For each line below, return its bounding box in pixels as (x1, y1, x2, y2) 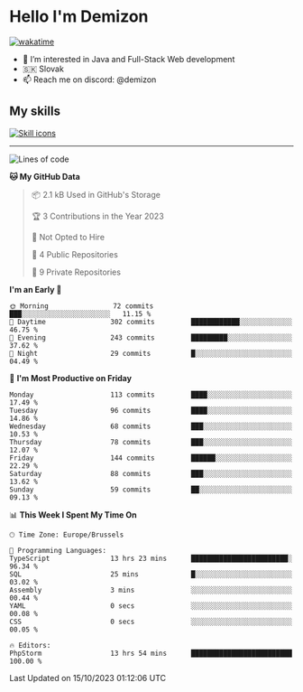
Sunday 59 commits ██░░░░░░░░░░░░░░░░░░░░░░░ (9, 485, 293, 494)
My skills (9, 104, 61, 119)
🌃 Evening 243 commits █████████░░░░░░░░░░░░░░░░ (9, 332, 293, 342)
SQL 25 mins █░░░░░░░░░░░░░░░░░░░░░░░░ (9, 569, 293, 579)
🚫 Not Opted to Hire (31, 231, 106, 242)
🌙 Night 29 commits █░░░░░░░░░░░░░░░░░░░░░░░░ (9, 349, 293, 358)
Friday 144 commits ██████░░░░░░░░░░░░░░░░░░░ (9, 454, 293, 463)
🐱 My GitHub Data (9, 171, 81, 182)
